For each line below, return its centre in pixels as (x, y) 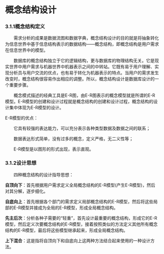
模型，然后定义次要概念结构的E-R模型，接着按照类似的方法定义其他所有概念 (81, 224)
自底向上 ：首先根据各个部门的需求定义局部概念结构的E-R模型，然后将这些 (79, 201)
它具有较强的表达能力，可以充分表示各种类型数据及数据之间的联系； (82, 128)
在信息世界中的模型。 (26, 50)
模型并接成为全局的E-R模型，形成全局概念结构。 (69, 208)
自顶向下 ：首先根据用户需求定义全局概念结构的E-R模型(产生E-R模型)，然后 (80, 185)
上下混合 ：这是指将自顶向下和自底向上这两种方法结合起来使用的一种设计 (78, 240)
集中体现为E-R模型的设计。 (36, 107)
